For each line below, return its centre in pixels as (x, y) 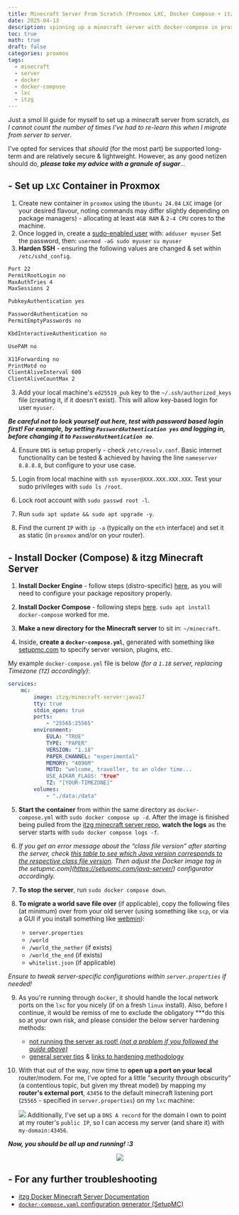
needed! (20, 984)
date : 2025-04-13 (34, 21)
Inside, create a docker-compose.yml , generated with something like (116, 642)
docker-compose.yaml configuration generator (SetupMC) (101, 1204)
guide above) (48, 1049)
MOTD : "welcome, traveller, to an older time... (119, 770)
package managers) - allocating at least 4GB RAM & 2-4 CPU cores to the (122, 218)
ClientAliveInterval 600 (45, 372)
